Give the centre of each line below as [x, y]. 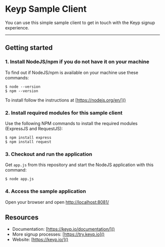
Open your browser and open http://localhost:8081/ [57, 202]
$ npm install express [28, 137]
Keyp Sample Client [46, 9]
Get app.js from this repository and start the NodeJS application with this [79, 165]
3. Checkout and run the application [49, 154]
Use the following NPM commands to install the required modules [71, 123]
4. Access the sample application [46, 191]
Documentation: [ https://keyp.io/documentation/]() [64, 229]
